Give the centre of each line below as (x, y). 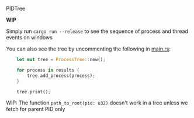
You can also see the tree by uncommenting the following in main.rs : (89, 49)
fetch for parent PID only (36, 109)
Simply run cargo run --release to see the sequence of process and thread (97, 31)
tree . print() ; (34, 92)
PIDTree (15, 9)
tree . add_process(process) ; (61, 76)
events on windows (29, 37)
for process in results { (48, 70)
